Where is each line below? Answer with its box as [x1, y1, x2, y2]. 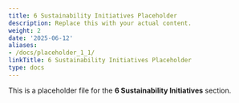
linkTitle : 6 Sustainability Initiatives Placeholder [8, 57, 192, 65]
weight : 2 [8, 26, 42, 34]
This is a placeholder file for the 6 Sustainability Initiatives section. [8, 85, 232, 95]
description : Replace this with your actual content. [8, 19, 192, 27]
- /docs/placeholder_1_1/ [8, 49, 95, 57]
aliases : [8, 42, 38, 50]
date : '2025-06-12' [8, 34, 74, 42]
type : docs [8, 64, 45, 72]
